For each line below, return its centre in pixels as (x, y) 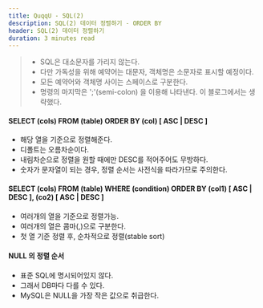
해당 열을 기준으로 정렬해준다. (66, 140)
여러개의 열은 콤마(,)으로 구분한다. (73, 226)
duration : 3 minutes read (51, 38)
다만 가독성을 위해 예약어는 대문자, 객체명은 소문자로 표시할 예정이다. (147, 72)
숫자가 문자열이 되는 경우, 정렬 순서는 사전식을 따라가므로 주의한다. (123, 170)
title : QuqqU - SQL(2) (46, 16)
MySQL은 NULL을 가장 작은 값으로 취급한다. (89, 295)
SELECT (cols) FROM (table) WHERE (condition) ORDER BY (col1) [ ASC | (130, 188)
